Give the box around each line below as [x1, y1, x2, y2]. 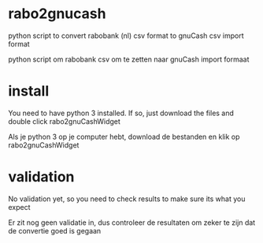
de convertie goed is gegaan [8, 226, 102, 235]
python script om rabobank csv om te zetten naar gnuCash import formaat [8, 54, 250, 64]
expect [8, 202, 31, 211]
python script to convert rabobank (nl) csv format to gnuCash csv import [8, 31, 244, 40]
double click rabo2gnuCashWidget [8, 116, 120, 126]
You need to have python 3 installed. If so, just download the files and [8, 108, 235, 118]
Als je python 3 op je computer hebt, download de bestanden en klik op [8, 132, 240, 141]
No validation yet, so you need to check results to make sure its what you [8, 194, 246, 204]
